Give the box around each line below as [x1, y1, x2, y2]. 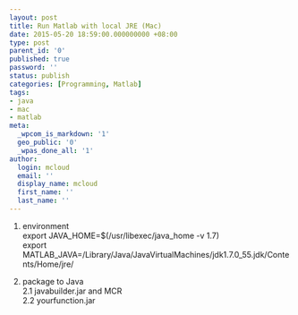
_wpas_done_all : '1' [17, 146, 94, 155]
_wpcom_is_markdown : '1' [17, 130, 110, 139]
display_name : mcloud [17, 180, 98, 189]
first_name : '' [17, 188, 74, 197]
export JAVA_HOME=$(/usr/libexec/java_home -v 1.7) [21, 230, 220, 241]
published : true [9, 55, 70, 64]
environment [21, 220, 70, 231]
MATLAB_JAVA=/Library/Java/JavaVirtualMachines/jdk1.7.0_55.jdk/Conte [21, 249, 290, 260]
